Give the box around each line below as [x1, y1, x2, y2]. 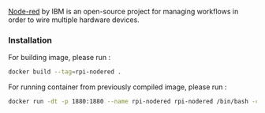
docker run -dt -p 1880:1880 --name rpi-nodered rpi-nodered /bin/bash [8, 98, 248, 106]
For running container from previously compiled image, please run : [8, 82, 227, 92]
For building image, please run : [8, 53, 111, 62]
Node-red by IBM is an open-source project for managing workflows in [8, 7, 239, 16]
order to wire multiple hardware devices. [8, 15, 140, 24]
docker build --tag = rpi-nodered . [8, 68, 122, 76]
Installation [8, 35, 53, 46]
